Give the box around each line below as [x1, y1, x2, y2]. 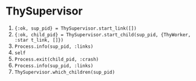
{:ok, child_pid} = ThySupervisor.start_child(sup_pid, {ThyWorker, [14, 31, 191, 37]
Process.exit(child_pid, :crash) [14, 56, 99, 62]
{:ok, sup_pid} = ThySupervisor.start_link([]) [14, 25, 137, 31]
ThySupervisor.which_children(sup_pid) [14, 69, 116, 75]
